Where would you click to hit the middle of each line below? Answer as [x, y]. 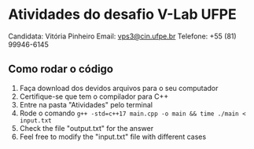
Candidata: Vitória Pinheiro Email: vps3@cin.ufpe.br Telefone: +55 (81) [123, 36]
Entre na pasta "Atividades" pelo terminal [86, 104]
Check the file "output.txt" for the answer [87, 128]
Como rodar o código [61, 69]
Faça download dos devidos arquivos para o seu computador [119, 88]
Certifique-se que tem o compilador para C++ [94, 96]
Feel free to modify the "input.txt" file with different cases [113, 136]
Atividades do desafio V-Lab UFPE [123, 15]
